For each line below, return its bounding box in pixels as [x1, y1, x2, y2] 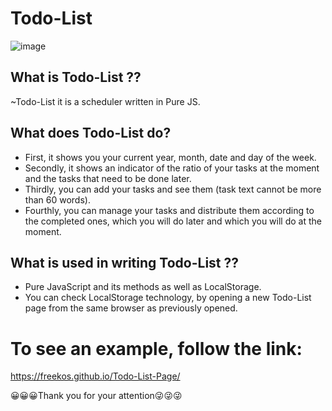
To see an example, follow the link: [10, 337, 303, 360]
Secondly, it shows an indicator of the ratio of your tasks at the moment [24, 162, 320, 174]
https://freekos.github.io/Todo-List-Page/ [10, 370, 181, 382]
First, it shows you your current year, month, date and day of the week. [24, 151, 317, 163]
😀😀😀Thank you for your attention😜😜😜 [10, 390, 183, 402]
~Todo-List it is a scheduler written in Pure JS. [10, 95, 201, 107]
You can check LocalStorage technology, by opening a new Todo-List [24, 292, 312, 304]
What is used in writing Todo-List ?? [10, 254, 240, 271]
